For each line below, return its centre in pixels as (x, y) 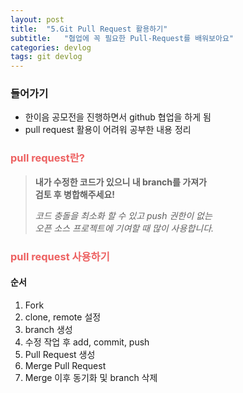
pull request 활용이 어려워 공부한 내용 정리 (108, 130)
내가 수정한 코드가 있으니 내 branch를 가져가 (120, 182)
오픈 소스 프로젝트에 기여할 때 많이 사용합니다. (124, 228)
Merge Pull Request (65, 365)
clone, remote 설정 (63, 317)
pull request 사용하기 (60, 256)
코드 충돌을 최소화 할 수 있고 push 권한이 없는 (123, 215)
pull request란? (47, 158)
